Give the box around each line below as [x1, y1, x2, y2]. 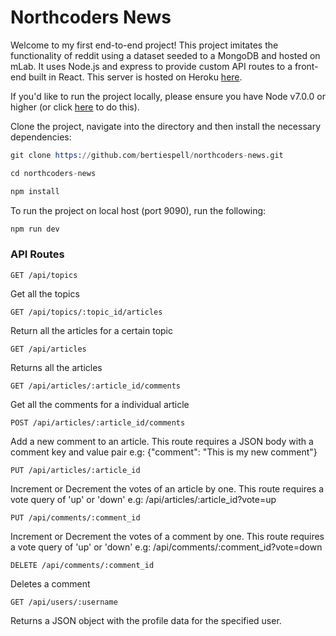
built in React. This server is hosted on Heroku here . [28, 71, 243, 83]
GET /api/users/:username [10, 597, 118, 607]
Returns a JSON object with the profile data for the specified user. [10, 614, 282, 626]
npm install [10, 186, 60, 196]
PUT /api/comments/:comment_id [10, 512, 141, 523]
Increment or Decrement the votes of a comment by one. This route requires [10, 530, 325, 542]
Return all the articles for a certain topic [10, 324, 173, 336]
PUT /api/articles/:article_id [10, 465, 141, 475]
